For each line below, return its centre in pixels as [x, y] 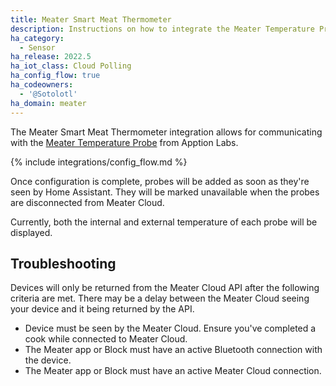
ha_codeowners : [42, 85]
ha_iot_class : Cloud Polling [71, 66]
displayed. [31, 232]
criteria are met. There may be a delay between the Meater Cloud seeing [160, 298]
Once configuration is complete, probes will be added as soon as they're [160, 181]
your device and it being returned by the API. [102, 309]
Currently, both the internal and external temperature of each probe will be [164, 222]
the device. [48, 360]
